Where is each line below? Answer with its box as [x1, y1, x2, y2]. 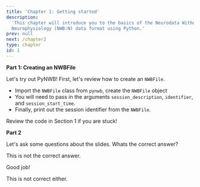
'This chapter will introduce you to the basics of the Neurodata [11, 20, 180, 26]
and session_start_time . [14, 99, 76, 107]
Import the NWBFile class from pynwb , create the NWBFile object [14, 87, 168, 94]
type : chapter [6, 42, 42, 48]
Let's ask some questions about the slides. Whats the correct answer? [6, 141, 179, 148]
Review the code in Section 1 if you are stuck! [6, 117, 117, 124]
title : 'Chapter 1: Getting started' [6, 8, 100, 15]
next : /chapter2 [6, 36, 46, 42]
